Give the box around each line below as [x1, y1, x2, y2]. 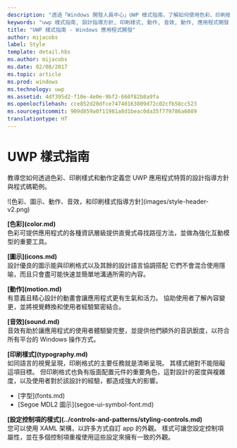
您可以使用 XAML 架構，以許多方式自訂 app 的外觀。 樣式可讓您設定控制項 [7, 423, 224, 433]
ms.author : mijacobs [7, 56, 68, 63]
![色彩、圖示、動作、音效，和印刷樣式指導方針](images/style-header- [7, 197, 209, 206]
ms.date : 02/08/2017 [7, 63, 68, 70]
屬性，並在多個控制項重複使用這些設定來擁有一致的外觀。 [7, 433, 174, 441]
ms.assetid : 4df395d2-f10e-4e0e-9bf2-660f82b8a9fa [7, 93, 159, 100]
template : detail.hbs [7, 49, 71, 56]
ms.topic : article [7, 70, 61, 77]
